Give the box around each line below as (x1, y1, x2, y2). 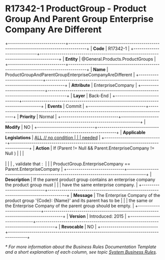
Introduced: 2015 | (89, 213, 127, 219)
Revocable (61, 223, 84, 229)
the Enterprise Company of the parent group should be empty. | (5, 203, 134, 209)
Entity (65, 56, 78, 62)
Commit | (66, 103, 85, 109)
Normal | (39, 113, 57, 119)
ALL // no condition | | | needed (34, 134, 98, 141)
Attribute (71, 82, 90, 88)
